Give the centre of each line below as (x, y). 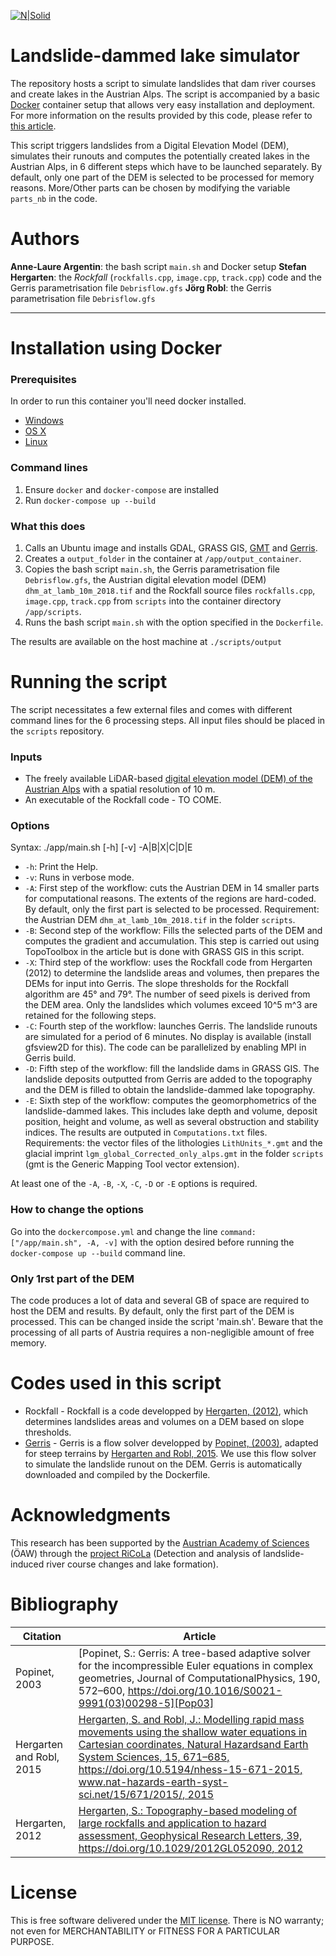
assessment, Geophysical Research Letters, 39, (190, 1835)
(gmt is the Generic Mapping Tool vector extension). (132, 1164)
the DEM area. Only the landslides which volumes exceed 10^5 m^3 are (171, 1005)
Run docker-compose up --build (90, 500)
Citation (42, 1636)
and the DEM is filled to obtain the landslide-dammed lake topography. (170, 1090)
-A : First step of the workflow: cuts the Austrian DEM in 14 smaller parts (172, 888)
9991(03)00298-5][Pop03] (146, 1703)
